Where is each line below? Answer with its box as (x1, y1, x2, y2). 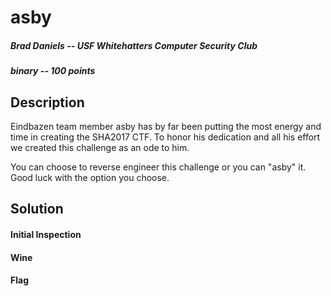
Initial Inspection (10, 228, 82, 240)
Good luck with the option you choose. (10, 171, 170, 183)
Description (10, 94, 85, 111)
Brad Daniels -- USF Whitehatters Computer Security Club (10, 39, 258, 51)
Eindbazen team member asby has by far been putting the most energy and (10, 120, 322, 132)
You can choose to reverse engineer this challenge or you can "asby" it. (10, 161, 307, 173)
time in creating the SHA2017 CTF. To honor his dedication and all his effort (10, 131, 321, 143)
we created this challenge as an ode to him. (10, 141, 190, 153)
